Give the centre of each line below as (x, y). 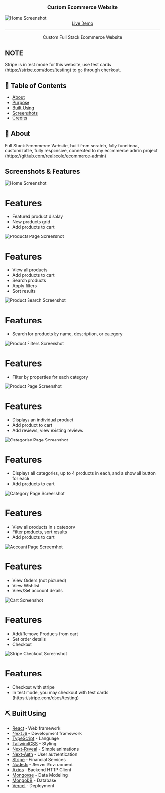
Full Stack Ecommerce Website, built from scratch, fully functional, (72, 145)
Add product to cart (32, 425)
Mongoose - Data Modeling (40, 775)
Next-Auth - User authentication (45, 754)
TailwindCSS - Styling (34, 743)
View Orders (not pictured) (39, 580)
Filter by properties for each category (50, 377)
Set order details (29, 639)
